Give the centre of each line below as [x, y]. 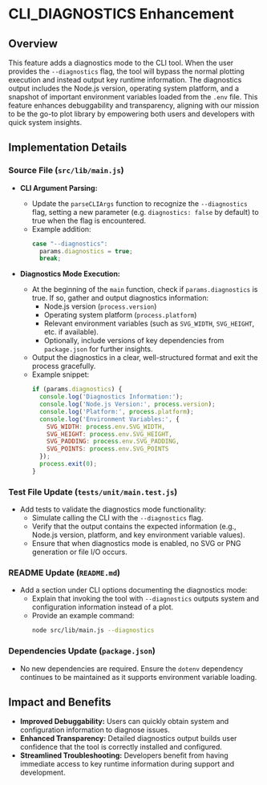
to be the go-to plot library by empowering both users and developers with [131, 114]
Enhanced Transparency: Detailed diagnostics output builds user [128, 738]
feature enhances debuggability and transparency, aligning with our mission [133, 105]
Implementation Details [68, 148]
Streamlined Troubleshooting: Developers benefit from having [124, 755]
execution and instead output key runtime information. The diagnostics [125, 80]
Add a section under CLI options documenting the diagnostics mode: [133, 590]
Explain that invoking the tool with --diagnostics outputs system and [145, 599]
